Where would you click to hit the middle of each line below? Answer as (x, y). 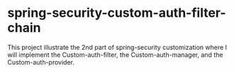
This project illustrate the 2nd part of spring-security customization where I (117, 47)
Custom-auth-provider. (41, 62)
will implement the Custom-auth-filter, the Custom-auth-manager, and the (115, 55)
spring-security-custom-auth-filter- (117, 13)
